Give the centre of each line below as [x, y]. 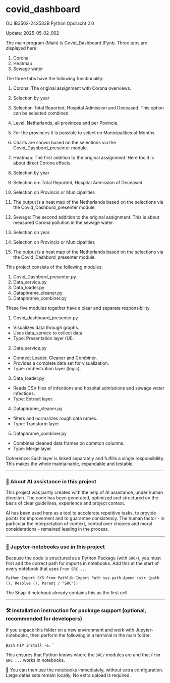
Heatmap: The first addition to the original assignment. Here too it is [83, 157]
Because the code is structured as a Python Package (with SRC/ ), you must [83, 558]
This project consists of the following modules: [54, 267]
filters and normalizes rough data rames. [55, 418]
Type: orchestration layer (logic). [47, 368]
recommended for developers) [44, 619]
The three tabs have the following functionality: [55, 78]
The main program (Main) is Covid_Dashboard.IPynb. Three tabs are [77, 43]
